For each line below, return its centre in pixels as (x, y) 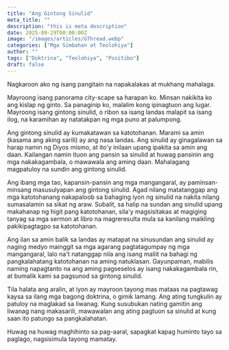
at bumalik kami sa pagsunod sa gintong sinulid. (75, 276)
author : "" (23, 52)
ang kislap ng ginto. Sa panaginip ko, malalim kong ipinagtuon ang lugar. (109, 104)
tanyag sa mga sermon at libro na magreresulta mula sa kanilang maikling (111, 219)
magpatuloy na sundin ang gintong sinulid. (67, 169)
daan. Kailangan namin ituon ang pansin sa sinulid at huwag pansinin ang (110, 154)
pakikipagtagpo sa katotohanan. (52, 226)
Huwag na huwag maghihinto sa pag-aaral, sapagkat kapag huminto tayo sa (114, 331)
